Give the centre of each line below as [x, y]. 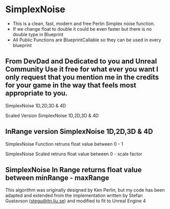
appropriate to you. [37, 93]
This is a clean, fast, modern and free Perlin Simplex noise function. [84, 24]
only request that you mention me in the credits [82, 77]
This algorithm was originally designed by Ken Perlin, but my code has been [85, 190]
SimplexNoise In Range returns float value [74, 170]
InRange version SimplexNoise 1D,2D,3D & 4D [79, 132]
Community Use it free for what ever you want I [82, 69]
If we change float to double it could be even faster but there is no [82, 29]
